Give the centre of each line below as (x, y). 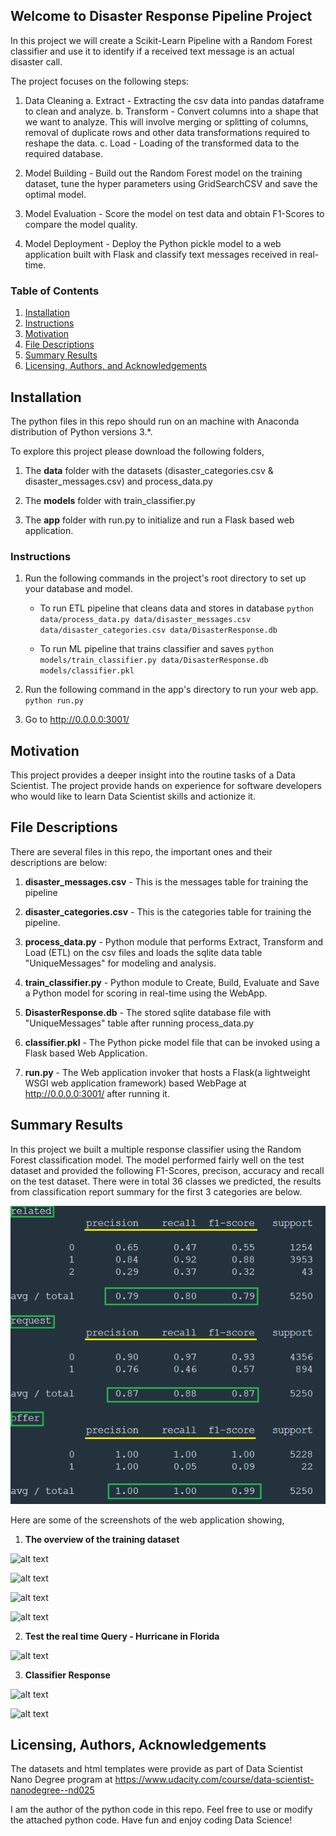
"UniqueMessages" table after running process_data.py (139, 1023)
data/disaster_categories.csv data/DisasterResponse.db (158, 630)
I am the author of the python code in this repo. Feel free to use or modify (161, 1810)
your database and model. (78, 589)
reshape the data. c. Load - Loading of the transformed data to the (162, 143)
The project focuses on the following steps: (100, 81)
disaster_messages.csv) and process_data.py (118, 481)
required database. (64, 153)
